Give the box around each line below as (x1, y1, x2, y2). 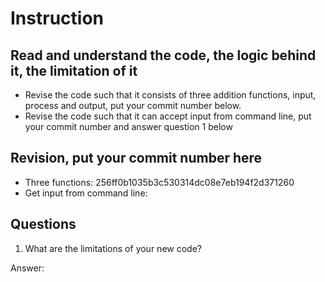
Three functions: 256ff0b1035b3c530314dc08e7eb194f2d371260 (24, 176, 295, 188)
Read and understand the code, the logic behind (10, 47, 317, 64)
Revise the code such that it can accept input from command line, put (24, 110, 312, 122)
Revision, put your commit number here (10, 150, 263, 167)
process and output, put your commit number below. (24, 100, 242, 111)
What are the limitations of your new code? (24, 242, 202, 254)
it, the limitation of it (10, 62, 138, 79)
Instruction (10, 7, 104, 30)
